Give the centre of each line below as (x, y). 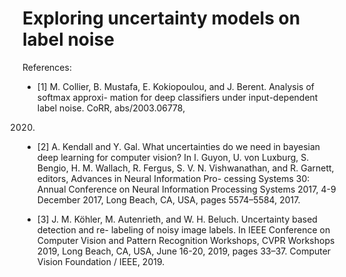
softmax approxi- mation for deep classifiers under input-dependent (177, 97)
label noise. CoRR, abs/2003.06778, (111, 108)
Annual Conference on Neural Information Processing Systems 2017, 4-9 (186, 189)
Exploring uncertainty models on (161, 18)
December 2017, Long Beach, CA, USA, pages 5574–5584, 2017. (168, 199)
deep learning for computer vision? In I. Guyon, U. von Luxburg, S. (173, 157)
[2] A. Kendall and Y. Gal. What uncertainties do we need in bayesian (178, 146)
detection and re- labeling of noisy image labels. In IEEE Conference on (183, 229)
